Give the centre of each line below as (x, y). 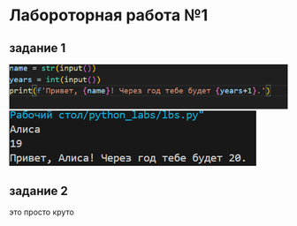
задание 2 (38, 191)
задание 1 (38, 48)
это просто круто (42, 212)
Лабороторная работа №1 (109, 15)
